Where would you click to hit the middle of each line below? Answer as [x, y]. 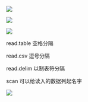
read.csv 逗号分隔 [28, 56]
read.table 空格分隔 [30, 43]
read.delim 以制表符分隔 [36, 68]
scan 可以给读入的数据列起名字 [44, 81]
